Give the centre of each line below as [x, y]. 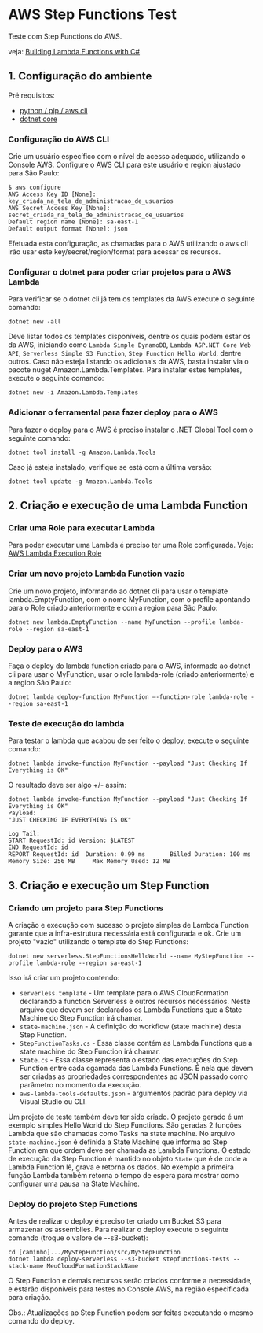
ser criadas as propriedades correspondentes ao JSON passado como [134, 1076]
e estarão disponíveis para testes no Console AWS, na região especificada [129, 1289]
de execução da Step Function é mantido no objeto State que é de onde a [128, 1158]
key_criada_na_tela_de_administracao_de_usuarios [91, 201]
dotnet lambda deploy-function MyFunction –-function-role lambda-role [128, 697]
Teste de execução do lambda [66, 723]
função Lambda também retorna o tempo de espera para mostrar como [124, 1175]
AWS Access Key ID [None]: [52, 194]
